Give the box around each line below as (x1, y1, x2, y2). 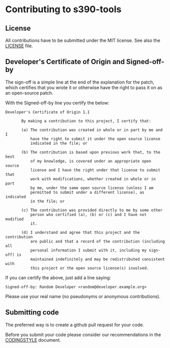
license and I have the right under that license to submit (30, 167, 160, 173)
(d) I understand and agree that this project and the (21, 230, 140, 235)
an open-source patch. (5, 90, 53, 96)
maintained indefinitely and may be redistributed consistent (30, 256, 165, 262)
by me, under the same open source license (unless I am (30, 185, 154, 191)
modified (5, 217, 24, 222)
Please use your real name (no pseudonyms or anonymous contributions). (5, 293, 161, 299)
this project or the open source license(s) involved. (30, 265, 149, 271)
